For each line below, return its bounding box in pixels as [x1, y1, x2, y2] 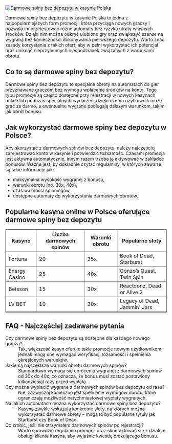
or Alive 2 [120, 289, 143, 296]
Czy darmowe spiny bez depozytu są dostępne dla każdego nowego [5, 335, 150, 341]
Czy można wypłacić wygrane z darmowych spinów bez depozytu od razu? [5, 384, 165, 390]
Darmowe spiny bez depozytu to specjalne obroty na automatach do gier [5, 81, 159, 87]
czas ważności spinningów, [12, 187, 71, 193]
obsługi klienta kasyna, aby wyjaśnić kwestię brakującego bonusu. [18, 433, 159, 439]
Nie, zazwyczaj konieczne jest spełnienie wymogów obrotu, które [18, 389, 156, 396]
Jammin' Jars [120, 304, 153, 311]
